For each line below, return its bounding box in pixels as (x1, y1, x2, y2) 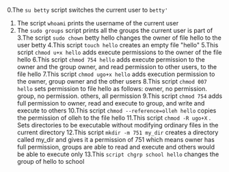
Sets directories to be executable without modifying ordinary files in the (16, 121, 219, 129)
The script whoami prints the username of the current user (16, 19, 179, 27)
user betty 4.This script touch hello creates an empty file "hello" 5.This (16, 41, 219, 49)
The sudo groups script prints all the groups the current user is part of (16, 27, 213, 34)
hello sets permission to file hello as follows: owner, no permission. (16, 85, 207, 93)
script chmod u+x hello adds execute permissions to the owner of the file (16, 48, 222, 56)
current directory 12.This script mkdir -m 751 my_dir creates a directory (16, 128, 219, 136)
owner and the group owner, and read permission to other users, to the (16, 63, 217, 71)
